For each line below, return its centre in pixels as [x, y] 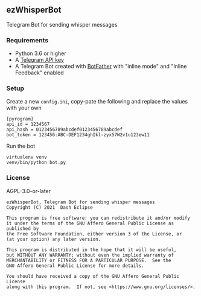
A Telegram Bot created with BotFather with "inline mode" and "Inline [101, 67]
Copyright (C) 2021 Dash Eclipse [50, 207]
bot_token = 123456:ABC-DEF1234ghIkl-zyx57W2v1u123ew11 [78, 135]
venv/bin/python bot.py [36, 163]
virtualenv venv [27, 157]
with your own [24, 108]
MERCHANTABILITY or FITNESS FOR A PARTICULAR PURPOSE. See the [89, 260]
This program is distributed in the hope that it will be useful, [91, 250]
